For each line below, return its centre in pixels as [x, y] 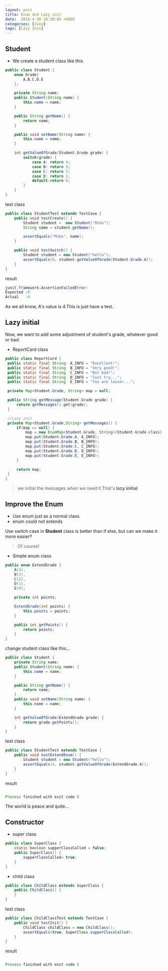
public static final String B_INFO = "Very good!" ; [63, 368]
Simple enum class [32, 556]
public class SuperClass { [33, 843]
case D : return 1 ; [51, 176]
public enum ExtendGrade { [33, 565]
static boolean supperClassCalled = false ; [60, 848]
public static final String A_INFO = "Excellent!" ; [63, 363]
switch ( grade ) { [40, 158]
